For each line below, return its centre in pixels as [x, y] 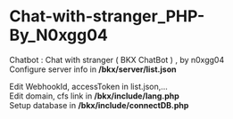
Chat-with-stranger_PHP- [107, 16]
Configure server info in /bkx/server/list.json [93, 69]
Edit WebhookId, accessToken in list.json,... [88, 86]
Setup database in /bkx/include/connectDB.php [99, 105]
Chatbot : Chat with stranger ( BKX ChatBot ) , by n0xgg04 [117, 59]
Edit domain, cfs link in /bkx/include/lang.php [95, 96]
